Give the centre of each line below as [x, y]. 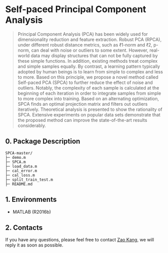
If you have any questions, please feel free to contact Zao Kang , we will [80, 240]
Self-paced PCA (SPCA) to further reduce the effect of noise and [85, 82]
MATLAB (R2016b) [32, 212]
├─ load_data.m [21, 166]
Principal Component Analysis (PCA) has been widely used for [83, 34]
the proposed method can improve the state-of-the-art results [82, 120]
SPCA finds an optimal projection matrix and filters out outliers [82, 104]
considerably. [32, 125]
